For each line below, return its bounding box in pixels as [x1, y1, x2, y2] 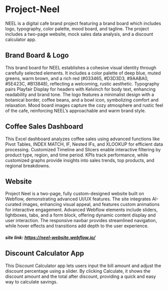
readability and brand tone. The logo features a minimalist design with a [5, 91, 154, 97]
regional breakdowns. [5, 162, 50, 169]
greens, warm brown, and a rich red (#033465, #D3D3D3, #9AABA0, [5, 75, 149, 81]
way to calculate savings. [5, 278, 58, 284]
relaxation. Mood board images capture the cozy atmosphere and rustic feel [5, 102, 163, 108]
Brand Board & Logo [5, 51, 69, 60]
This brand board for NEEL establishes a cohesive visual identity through [5, 64, 156, 70]
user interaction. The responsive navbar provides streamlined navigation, [5, 218, 157, 224]
